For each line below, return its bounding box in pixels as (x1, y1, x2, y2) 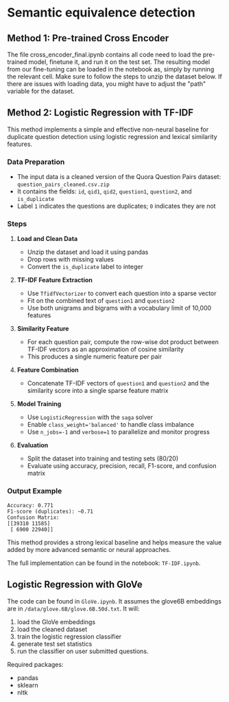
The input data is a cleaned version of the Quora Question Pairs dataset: (16, 173, 221, 181)
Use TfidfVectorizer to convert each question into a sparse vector (27, 289, 217, 297)
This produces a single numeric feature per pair (27, 352, 162, 361)
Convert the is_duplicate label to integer (27, 263, 144, 271)
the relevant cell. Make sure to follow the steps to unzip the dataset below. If (7, 72, 223, 81)
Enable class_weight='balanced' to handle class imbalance (27, 421, 194, 429)
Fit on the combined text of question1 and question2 (27, 297, 175, 305)
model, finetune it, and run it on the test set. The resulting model (28, 58, 210, 66)
